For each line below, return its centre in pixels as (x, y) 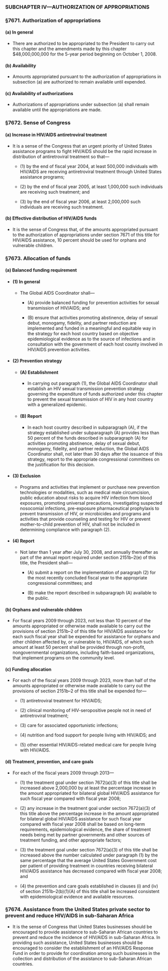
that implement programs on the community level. (63, 658)
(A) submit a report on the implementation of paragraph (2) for (91, 572)
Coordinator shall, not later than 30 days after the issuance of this (95, 454)
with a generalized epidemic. (57, 405)
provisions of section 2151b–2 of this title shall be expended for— (79, 691)
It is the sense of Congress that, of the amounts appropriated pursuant (85, 229)
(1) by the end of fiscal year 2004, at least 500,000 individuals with (89, 166)
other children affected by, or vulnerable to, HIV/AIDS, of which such (83, 642)
